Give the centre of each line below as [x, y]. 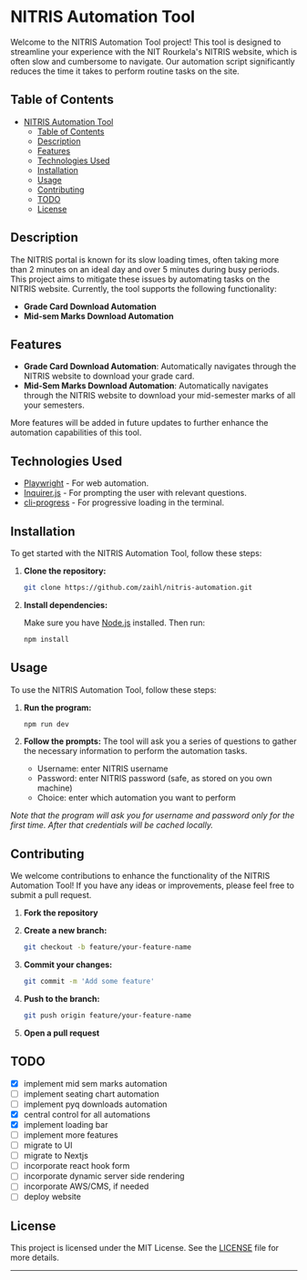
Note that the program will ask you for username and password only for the [153, 815]
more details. [35, 1258]
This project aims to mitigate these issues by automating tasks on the [140, 279]
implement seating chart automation [91, 1094]
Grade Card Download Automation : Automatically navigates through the [160, 366]
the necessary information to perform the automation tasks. [135, 751]
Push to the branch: [61, 999]
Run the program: [57, 707]
